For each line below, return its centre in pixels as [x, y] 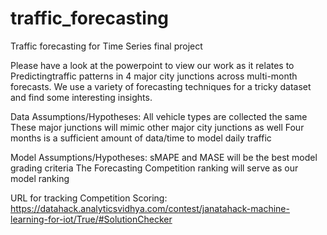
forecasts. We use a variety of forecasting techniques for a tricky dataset [161, 86]
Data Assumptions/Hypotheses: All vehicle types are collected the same [159, 116]
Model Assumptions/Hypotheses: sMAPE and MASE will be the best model [164, 157]
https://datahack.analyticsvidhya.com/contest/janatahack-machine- [150, 208]
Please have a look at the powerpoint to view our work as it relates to [152, 65]
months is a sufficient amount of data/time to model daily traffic [141, 138]
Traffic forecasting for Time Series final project [106, 46]
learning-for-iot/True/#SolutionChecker [91, 219]
